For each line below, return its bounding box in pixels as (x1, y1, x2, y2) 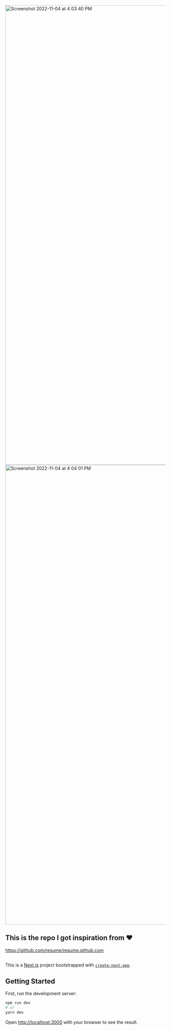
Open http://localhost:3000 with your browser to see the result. (5, 1019, 138, 1025)
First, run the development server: (5, 991, 77, 997)
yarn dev (5, 1010, 24, 1015)
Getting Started (5, 977, 55, 986)
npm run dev (5, 1000, 31, 1005)
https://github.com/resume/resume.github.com (5, 947, 104, 953)
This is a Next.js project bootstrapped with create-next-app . (5, 962, 131, 968)
